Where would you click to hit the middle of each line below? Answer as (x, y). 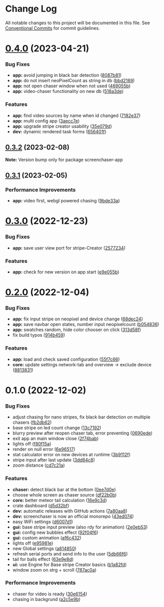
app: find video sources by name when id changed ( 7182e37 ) (76, 115)
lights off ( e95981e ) (33, 543)
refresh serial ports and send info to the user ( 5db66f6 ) (70, 554)
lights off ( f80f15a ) (32, 444)
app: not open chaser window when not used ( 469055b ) (71, 86)
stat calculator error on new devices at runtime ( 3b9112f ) (71, 455)
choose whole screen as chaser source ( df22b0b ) (65, 494)
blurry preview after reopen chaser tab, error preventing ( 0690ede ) (83, 433)
